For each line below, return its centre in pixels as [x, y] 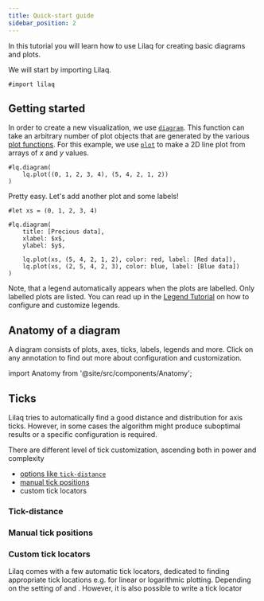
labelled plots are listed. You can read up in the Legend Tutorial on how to [129, 297]
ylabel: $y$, [44, 246]
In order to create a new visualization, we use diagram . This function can [126, 127]
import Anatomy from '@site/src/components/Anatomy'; [100, 373]
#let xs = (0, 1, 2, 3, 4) [53, 211]
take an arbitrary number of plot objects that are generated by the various [129, 136]
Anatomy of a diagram [64, 330]
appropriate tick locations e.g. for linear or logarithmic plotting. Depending [130, 580]
